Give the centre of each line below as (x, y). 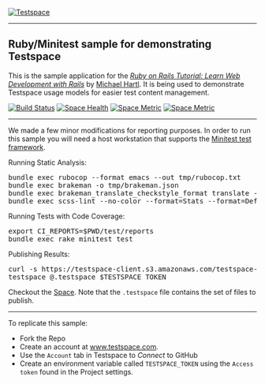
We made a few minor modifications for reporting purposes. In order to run (129, 130)
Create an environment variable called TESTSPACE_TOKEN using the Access (136, 363)
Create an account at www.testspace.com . (89, 346)
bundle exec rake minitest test (71, 239)
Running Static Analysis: (47, 162)
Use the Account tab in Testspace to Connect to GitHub (109, 355)
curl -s (23, 269)
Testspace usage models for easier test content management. (109, 92)
